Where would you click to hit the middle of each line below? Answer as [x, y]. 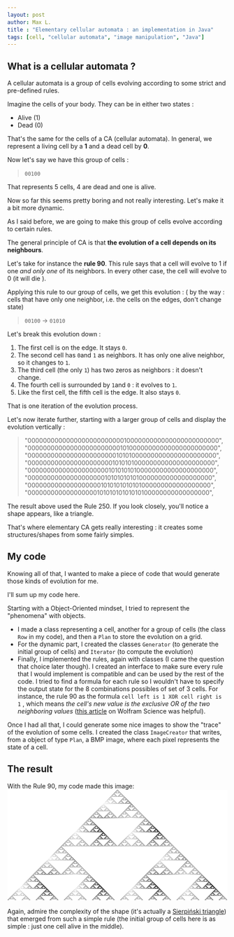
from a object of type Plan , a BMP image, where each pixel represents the [114, 739]
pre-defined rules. [33, 90]
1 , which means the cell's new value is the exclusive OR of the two [114, 704]
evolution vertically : [36, 427]
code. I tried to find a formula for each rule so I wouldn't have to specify [120, 681]
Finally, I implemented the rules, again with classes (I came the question [121, 659]
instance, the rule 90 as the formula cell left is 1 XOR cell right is [119, 696]
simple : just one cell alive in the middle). [66, 926]
